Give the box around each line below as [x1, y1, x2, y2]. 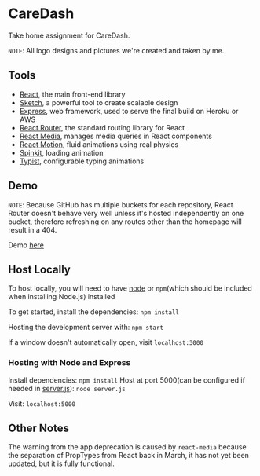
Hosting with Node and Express [8, 357, 131, 368]
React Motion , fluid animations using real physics [19, 139, 179, 149]
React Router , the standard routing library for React [19, 123, 185, 132]
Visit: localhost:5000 [8, 398, 76, 408]
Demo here [8, 240, 45, 250]
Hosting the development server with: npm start [8, 323, 163, 332]
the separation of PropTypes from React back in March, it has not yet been [8, 451, 250, 460]
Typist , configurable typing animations [19, 156, 145, 166]
